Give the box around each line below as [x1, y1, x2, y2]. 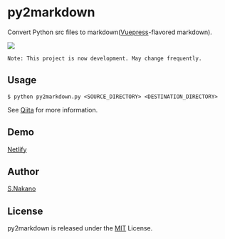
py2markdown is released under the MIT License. [7, 224, 153, 233]
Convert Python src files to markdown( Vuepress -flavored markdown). [7, 28, 212, 36]
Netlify [7, 145, 27, 154]
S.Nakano [7, 184, 36, 193]
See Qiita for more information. [7, 105, 98, 114]
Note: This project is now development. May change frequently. [7, 55, 202, 62]
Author [7, 165, 39, 178]
